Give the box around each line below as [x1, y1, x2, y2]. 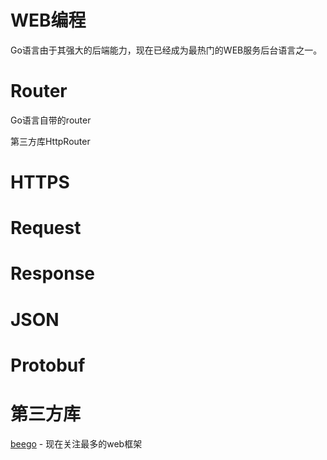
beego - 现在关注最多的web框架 [10, 437, 143, 450]
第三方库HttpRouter [10, 135, 91, 147]
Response [10, 262, 96, 285]
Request [10, 217, 82, 240]
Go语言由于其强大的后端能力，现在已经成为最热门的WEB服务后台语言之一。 [10, 44, 323, 56]
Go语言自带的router [10, 114, 92, 126]
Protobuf [10, 354, 86, 376]
